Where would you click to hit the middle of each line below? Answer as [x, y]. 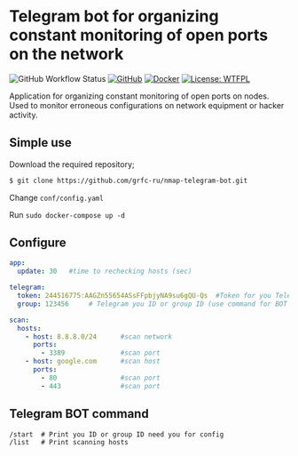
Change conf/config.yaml [56, 197]
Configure [38, 243]
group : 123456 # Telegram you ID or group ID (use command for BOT [153, 304]
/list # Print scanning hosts [69, 442]
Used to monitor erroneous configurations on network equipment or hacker [147, 105]
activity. [24, 115]
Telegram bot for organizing [114, 16]
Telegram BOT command [79, 414]
